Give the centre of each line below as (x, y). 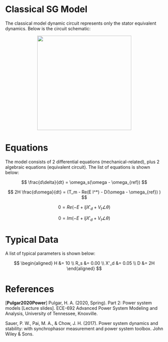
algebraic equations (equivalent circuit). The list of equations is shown (78, 167)
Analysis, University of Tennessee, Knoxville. (51, 314)
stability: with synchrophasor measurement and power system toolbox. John (84, 329)
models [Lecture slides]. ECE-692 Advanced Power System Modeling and (81, 308)
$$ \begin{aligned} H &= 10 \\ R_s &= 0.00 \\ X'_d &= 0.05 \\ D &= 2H (84, 263)
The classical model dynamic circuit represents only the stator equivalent (81, 23)
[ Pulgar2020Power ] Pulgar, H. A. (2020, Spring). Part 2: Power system (78, 303)
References (30, 289)
